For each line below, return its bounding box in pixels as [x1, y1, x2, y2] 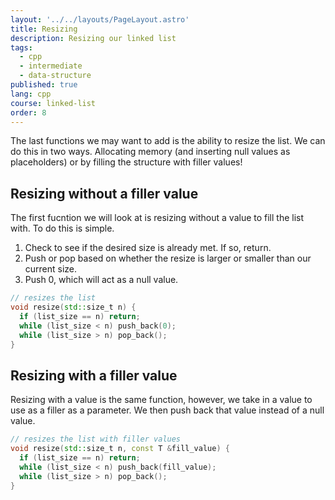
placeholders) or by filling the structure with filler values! [10, 156, 243, 168]
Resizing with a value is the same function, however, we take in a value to [10, 394, 313, 406]
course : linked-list [10, 98, 97, 108]
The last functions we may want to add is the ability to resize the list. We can [10, 135, 326, 147]
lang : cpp [10, 89, 52, 99]
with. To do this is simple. [10, 222, 115, 235]
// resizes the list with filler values [10, 434, 182, 445]
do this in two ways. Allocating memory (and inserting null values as [10, 146, 291, 158]
